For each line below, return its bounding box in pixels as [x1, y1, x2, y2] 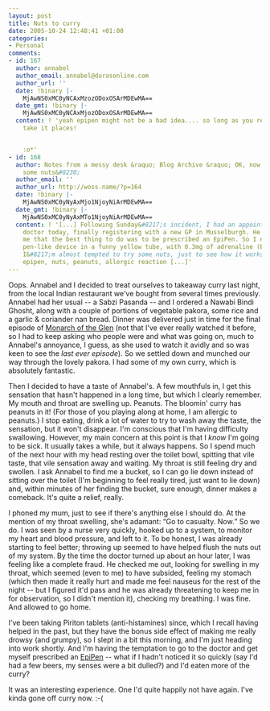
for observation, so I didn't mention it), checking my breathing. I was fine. [8, 593, 252, 603]
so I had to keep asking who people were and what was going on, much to [8, 331, 255, 341]
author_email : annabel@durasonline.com [15, 72, 149, 80]
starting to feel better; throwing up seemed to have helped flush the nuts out [8, 542, 261, 552]
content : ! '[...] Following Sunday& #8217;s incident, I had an [15, 221, 235, 229]
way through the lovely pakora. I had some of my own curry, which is [8, 357, 237, 366]
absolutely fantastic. [8, 366, 76, 375]
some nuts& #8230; [22, 168, 81, 176]
